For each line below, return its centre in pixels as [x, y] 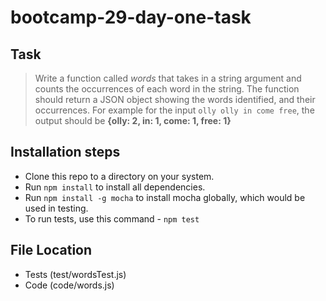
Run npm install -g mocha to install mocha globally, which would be [165, 197]
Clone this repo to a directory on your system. [119, 176]
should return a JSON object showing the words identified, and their [175, 99]
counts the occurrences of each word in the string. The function [167, 89]
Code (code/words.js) [69, 285]
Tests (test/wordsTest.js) [75, 274]
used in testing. [56, 208]
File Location [51, 250]
